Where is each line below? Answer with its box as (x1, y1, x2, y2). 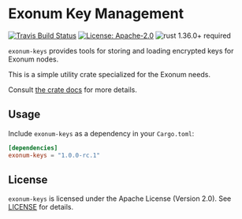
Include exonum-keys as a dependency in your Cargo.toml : (8, 128, 195, 138)
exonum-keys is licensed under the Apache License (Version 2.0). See (8, 194, 232, 203)
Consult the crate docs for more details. (8, 84, 138, 95)
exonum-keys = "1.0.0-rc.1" (8, 151, 101, 159)
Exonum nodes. (8, 54, 59, 64)
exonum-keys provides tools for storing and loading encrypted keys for (8, 46, 234, 55)
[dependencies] (8, 143, 58, 152)
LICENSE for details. (8, 202, 74, 212)
